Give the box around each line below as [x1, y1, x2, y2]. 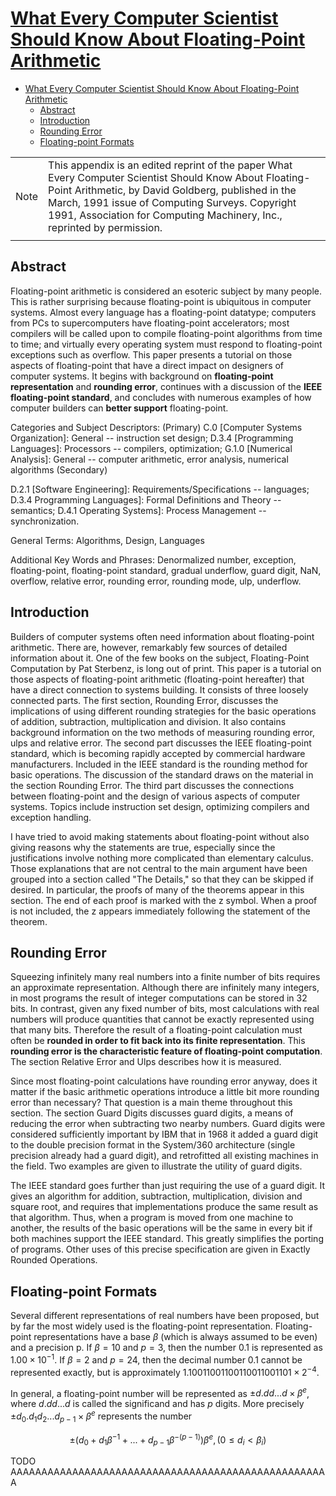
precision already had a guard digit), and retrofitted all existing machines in [10, 1150, 319, 1162]
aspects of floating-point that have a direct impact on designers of [10, 359, 285, 371]
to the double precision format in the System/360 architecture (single [10, 1139, 296, 1151]
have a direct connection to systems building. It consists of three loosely [10, 683, 309, 696]
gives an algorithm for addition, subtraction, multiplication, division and [10, 1190, 303, 1202]
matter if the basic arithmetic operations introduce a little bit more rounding [10, 1086, 320, 1098]
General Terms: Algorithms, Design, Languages [10, 534, 205, 546]
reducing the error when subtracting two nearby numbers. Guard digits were [10, 1118, 326, 1130]
